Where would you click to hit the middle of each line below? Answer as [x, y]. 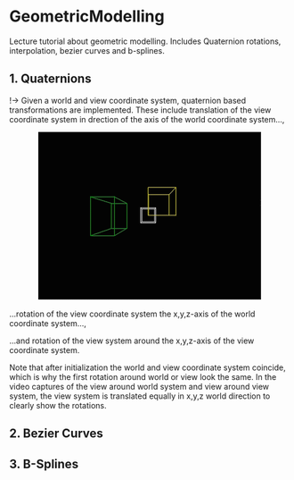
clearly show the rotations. [58, 405]
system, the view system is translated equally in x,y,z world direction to [140, 396]
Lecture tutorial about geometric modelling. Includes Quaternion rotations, [145, 41]
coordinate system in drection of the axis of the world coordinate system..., [147, 119]
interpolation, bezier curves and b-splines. [87, 50]
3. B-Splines [44, 463]
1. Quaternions [50, 79]
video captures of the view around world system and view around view [139, 386]
